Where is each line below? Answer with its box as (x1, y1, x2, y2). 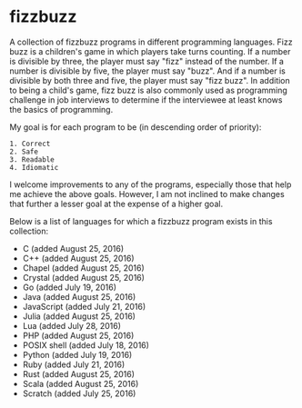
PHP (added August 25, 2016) (22, 330, 135, 341)
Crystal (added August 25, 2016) (22, 272, 146, 283)
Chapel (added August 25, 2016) (22, 262, 146, 274)
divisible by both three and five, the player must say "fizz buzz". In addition (9, 75, 291, 85)
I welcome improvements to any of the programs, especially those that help (9, 179, 292, 190)
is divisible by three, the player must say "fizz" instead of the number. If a (9, 55, 285, 66)
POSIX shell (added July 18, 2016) (22, 339, 150, 351)
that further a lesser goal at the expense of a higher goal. (9, 198, 224, 209)
